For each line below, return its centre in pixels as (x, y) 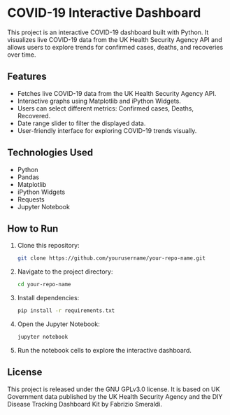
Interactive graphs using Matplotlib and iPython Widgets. (99, 101)
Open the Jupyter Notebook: (58, 324)
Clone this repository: (48, 246)
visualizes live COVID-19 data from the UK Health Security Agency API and (115, 39)
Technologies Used (50, 153)
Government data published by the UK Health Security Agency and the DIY (115, 396)
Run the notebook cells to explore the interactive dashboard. (105, 350)
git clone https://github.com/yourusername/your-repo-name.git (112, 258)
